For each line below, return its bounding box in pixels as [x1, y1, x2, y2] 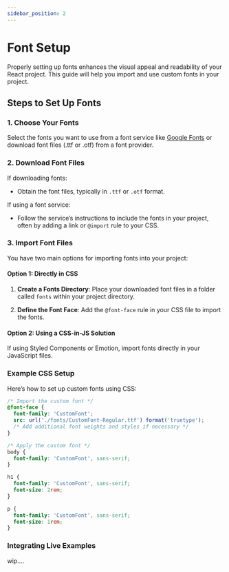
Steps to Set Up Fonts [7, 97, 102, 109]
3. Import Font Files [7, 238, 74, 248]
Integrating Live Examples [7, 541, 96, 551]
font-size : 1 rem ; [13, 518, 63, 525]
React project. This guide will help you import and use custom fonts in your [7, 70, 219, 78]
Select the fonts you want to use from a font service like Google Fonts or [7, 134, 212, 142]
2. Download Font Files [7, 158, 85, 167]
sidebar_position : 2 [7, 10, 67, 17]
